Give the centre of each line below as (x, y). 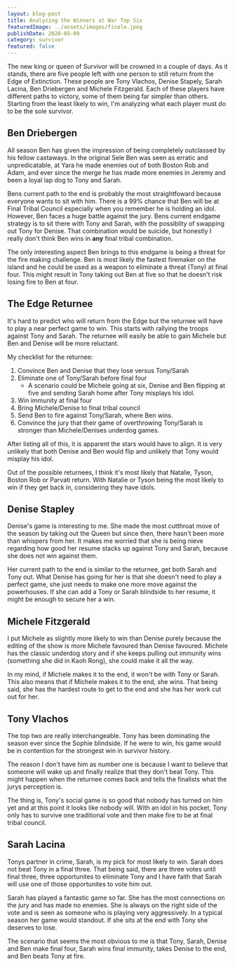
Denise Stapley (41, 509)
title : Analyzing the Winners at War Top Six (75, 20)
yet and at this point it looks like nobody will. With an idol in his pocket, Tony (117, 808)
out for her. (23, 697)
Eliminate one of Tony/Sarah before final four (82, 378)
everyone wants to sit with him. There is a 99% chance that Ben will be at (113, 201)
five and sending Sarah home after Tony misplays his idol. (111, 393)
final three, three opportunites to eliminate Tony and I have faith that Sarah (115, 876)
